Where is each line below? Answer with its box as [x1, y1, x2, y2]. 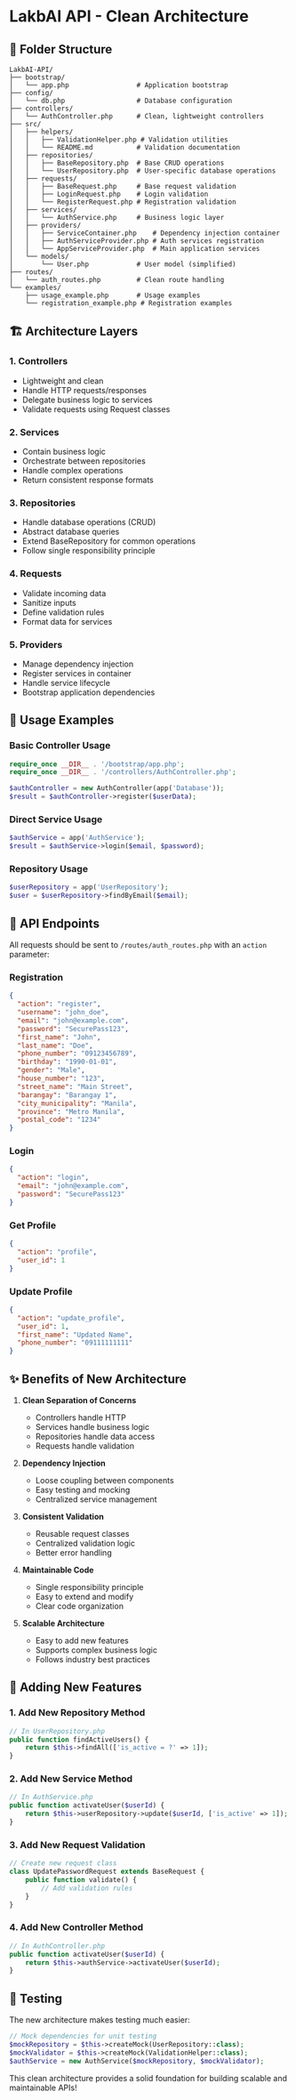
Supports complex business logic [35, 1644, 158, 1655]
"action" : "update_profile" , [17, 1313, 125, 1322]
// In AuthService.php [9, 1793, 93, 1802]
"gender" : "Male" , [17, 1066, 86, 1075]
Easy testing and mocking [35, 1484, 131, 1495]
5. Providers [9, 638, 63, 650]
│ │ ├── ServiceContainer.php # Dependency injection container [9, 229, 280, 238]
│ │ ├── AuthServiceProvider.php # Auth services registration [9, 237, 265, 246]
